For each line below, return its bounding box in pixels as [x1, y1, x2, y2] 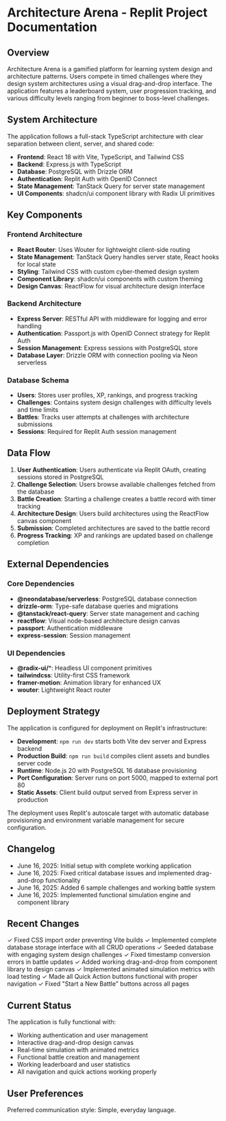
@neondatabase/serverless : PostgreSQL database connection [16, 594, 197, 603]
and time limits [16, 406, 59, 414]
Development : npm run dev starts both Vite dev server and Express [16, 737, 207, 746]
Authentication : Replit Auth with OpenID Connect [16, 174, 158, 183]
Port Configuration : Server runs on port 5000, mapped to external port [16, 774, 218, 782]
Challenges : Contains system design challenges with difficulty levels [16, 398, 212, 406]
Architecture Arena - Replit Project [7, 5, 208, 21]
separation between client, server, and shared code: [7, 139, 155, 148]
